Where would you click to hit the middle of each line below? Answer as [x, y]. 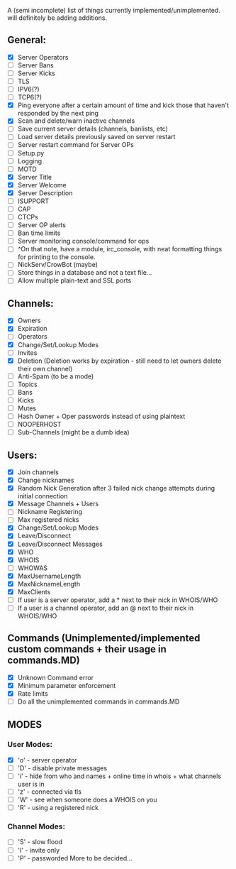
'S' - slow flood [40, 842]
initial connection [43, 496]
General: [27, 40]
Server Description [45, 193]
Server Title [34, 177]
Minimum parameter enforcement [67, 685]
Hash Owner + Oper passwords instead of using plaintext [101, 416]
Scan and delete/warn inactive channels [76, 121]
